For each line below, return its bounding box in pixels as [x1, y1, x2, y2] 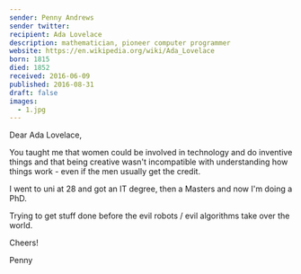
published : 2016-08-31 [9, 80, 94, 89]
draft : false [9, 88, 58, 97]
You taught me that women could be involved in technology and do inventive [9, 147, 293, 158]
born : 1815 [9, 55, 50, 64]
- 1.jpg [17, 105, 47, 114]
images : [9, 96, 39, 106]
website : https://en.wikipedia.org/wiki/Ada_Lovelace [9, 47, 216, 56]
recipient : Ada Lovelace [9, 30, 102, 39]
